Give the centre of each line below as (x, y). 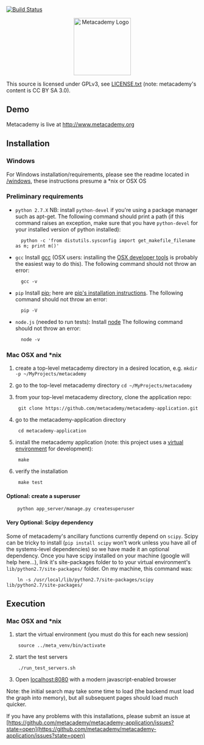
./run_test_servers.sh (47, 668)
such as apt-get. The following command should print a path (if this (100, 216)
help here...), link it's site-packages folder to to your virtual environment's (98, 562)
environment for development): (54, 449)
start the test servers (41, 657)
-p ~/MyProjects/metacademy (51, 374)
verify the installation (41, 471)
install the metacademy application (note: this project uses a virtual (99, 442)
